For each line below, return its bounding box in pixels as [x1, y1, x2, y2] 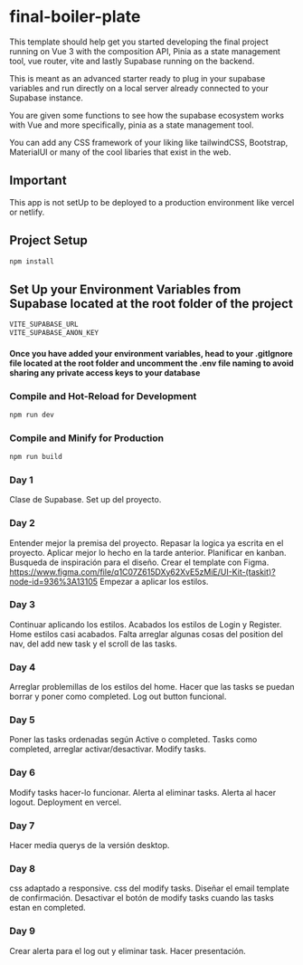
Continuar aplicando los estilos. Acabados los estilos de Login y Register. [9, 618, 282, 630]
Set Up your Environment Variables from [9, 282, 241, 297]
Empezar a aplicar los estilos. [99, 576, 209, 587]
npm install [9, 256, 54, 266]
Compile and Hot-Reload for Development [9, 389, 197, 402]
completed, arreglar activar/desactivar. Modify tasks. [9, 744, 206, 755]
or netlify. [9, 206, 45, 217]
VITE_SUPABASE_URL [9, 320, 79, 330]
